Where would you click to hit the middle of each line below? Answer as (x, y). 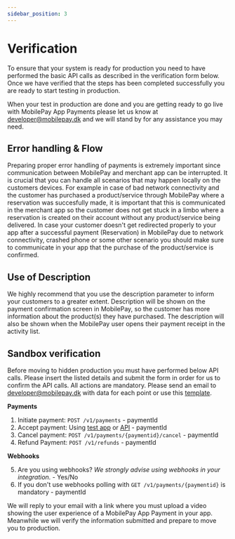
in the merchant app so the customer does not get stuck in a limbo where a (116, 210)
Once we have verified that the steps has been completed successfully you (116, 83)
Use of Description (49, 277)
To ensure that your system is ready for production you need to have (106, 68)
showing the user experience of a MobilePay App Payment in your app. (110, 513)
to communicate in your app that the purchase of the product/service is (110, 247)
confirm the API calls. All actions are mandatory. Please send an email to (112, 385)
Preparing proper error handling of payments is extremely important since (114, 165)
